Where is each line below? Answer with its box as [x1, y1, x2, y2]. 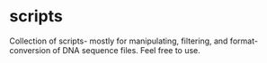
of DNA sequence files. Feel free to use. [52, 44, 200, 55]
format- [229, 35, 259, 46]
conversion [9, 44, 51, 55]
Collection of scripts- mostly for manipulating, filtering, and [9, 35, 228, 46]
